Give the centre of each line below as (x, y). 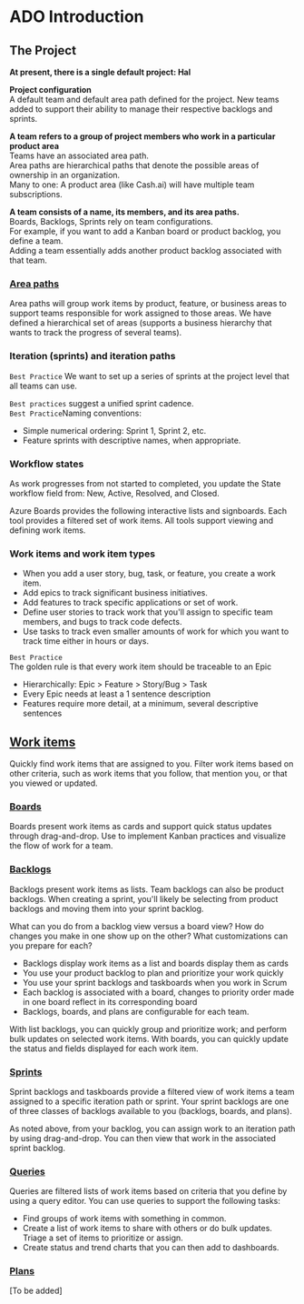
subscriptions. (36, 194)
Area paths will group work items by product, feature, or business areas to (148, 304)
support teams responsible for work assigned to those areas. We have (141, 313)
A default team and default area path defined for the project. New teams (144, 99)
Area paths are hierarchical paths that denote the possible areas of (134, 165)
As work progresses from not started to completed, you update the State (145, 483)
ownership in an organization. (65, 175)
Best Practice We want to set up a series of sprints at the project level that (149, 376)
